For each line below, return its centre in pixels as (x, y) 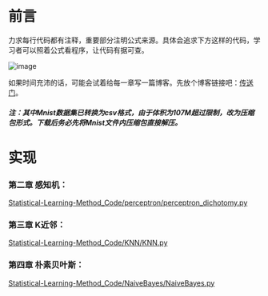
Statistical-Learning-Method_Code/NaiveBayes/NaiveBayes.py (112, 283)
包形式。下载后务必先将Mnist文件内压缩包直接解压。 (95, 122)
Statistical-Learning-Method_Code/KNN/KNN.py (88, 243)
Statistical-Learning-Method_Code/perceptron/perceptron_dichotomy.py (128, 203)
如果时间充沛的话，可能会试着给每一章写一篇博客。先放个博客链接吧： (124, 82)
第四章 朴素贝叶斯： (46, 265)
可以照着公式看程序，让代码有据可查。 (85, 50)
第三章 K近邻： (37, 225)
